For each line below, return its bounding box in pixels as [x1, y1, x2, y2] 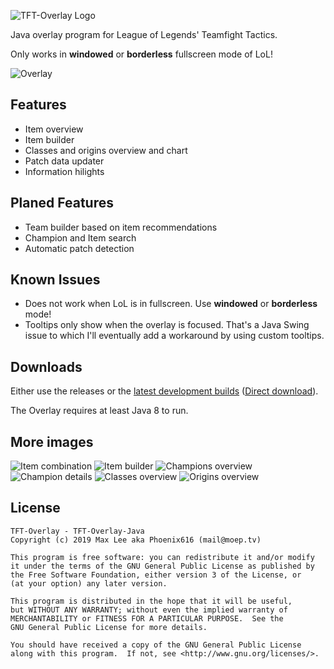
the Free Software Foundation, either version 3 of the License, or [10, 570, 302, 580]
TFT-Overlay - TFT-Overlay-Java [10, 526, 145, 536]
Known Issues [10, 271, 101, 289]
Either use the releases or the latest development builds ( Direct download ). [10, 385, 319, 397]
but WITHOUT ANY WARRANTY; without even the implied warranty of [10, 605, 288, 615]
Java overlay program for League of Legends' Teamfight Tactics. [10, 29, 278, 40]
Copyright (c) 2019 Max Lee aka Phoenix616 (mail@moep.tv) [10, 535, 262, 545]
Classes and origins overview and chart [24, 144, 188, 156]
